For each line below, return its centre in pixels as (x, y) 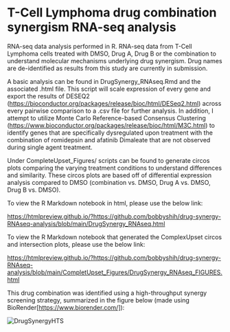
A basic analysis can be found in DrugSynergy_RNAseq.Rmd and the (104, 81)
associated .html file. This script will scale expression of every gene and (109, 89)
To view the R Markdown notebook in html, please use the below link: (105, 203)
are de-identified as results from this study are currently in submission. (107, 68)
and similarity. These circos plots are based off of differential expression (109, 175)
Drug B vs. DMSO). (34, 190)
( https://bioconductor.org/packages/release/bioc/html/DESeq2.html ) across (114, 103)
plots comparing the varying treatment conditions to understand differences (114, 168)
